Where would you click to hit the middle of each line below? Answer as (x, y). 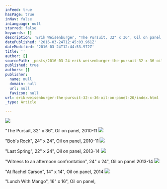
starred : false (21, 28)
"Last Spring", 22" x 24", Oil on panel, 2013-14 (52, 151)
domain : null (23, 84)
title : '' (15, 51)
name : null (21, 79)
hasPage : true (20, 14)
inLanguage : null (23, 24)
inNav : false (19, 19)
